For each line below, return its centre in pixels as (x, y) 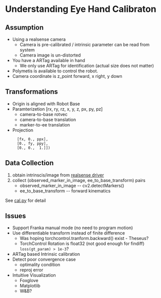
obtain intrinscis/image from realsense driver (58, 175)
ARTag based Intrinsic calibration (46, 254)
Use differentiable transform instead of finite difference (69, 233)
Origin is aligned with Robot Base (46, 104)
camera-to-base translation (48, 119)
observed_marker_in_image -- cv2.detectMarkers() (72, 185)
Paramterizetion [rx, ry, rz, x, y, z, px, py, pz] (57, 109)
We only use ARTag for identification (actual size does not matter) (87, 66)
